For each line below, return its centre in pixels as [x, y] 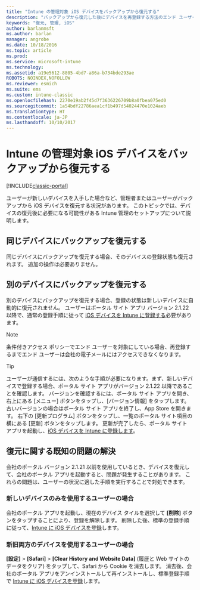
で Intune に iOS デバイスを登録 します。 [55, 581]
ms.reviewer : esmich [32, 84]
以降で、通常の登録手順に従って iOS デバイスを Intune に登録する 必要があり [99, 315]
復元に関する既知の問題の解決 [61, 451]
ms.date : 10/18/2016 [32, 45]
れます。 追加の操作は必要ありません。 [54, 264]
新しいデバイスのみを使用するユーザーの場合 [70, 499]
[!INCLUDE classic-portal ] [37, 186]
